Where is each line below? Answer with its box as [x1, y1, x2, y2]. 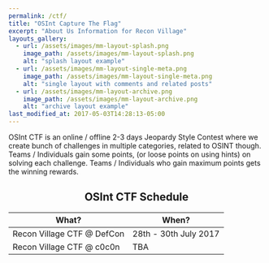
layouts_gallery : [8, 34, 67, 43]
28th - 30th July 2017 [132, 228, 220, 239]
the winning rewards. [8, 167, 79, 176]
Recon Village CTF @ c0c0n [12, 241, 120, 252]
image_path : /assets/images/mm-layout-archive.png [23, 95, 198, 103]
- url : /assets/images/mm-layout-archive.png [15, 87, 173, 96]
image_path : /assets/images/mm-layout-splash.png [23, 50, 195, 58]
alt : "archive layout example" [23, 102, 129, 110]
